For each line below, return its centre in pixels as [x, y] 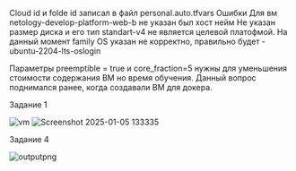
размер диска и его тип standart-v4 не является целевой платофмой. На [148, 32]
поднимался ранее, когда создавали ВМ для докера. [111, 87]
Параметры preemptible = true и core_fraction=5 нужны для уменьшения [148, 68]
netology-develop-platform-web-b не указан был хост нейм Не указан [143, 22]
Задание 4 [29, 139]
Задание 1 [28, 105]
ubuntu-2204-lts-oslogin [55, 51]
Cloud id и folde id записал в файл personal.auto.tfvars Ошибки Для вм [144, 13]
